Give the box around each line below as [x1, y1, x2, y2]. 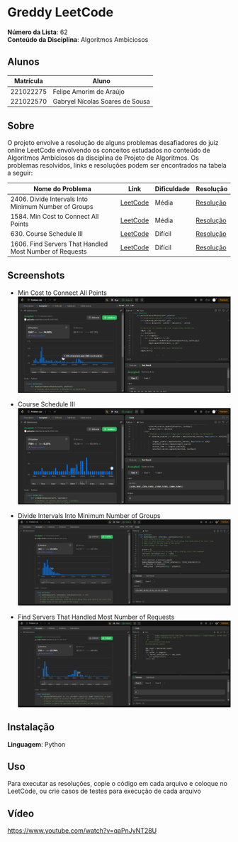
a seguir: [7, 168, 33, 178]
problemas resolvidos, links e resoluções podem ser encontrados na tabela [7, 161, 227, 170]
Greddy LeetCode [7, 4, 114, 21]
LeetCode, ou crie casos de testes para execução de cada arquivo [7, 787, 202, 796]
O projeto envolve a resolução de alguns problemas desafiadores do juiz [7, 139, 219, 147]
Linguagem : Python [7, 740, 66, 748]
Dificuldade [154, 184, 190, 193]
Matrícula [13, 77, 44, 85]
